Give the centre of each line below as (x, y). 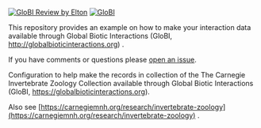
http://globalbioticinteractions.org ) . (66, 44)
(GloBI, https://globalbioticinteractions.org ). (79, 92)
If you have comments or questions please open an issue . (102, 60)
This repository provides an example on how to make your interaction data (130, 27)
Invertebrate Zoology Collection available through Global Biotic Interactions (131, 83)
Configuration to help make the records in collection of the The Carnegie (127, 75)
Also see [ (25, 107)
